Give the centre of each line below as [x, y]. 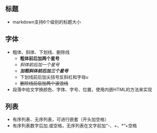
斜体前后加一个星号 [40, 64]
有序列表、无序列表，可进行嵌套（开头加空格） [60, 120]
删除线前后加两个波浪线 [44, 83]
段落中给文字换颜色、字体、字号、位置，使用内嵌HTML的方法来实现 [82, 89]
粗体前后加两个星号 [40, 58]
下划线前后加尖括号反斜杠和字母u [54, 77]
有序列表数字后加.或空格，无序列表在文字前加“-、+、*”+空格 [75, 126]
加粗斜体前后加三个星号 [44, 71]
